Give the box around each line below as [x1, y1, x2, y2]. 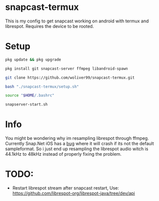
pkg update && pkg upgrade [5, 57, 61, 62]
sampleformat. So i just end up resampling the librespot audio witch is [5, 146, 149, 152]
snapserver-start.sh [5, 102, 48, 107]
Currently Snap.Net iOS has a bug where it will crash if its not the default [5, 141, 154, 147]
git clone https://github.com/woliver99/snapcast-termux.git [5, 75, 135, 80]
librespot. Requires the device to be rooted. [5, 23, 94, 29]
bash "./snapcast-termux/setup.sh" [5, 84, 79, 89]
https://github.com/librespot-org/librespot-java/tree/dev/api [12, 191, 136, 196]
